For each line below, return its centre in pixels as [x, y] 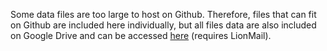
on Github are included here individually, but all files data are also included [163, 25]
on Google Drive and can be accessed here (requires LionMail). [141, 35]
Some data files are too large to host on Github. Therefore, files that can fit [163, 14]
